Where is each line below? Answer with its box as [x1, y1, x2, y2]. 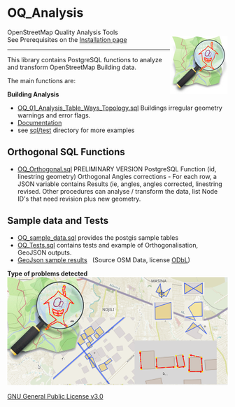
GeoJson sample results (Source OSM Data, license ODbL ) [17, 255, 191, 264]
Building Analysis [7, 90, 59, 99]
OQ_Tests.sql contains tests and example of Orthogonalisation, [17, 241, 198, 249]
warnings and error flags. [17, 110, 91, 120]
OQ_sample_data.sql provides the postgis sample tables [17, 233, 179, 242]
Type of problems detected [7, 269, 88, 278]
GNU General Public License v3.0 [7, 392, 104, 401]
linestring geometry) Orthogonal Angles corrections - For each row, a [17, 172, 217, 180]
